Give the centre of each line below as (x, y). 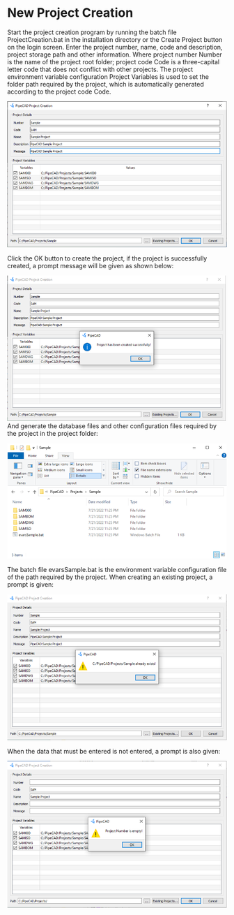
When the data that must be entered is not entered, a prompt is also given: (114, 752)
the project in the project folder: (53, 433)
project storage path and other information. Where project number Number (115, 54)
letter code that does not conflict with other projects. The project (100, 69)
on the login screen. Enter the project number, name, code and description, (115, 47)
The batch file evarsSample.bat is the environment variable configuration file (117, 570)
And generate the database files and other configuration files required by (112, 426)
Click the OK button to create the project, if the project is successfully (107, 258)
